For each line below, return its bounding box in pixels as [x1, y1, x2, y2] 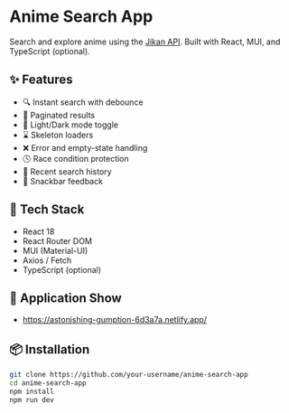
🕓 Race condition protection [22, 153, 129, 164]
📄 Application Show [9, 290, 122, 305]
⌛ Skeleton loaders [22, 129, 94, 140]
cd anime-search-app [9, 379, 88, 388]
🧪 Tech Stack [9, 202, 85, 218]
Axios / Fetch [22, 255, 72, 266]
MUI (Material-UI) [22, 245, 89, 256]
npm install [9, 387, 54, 396]
